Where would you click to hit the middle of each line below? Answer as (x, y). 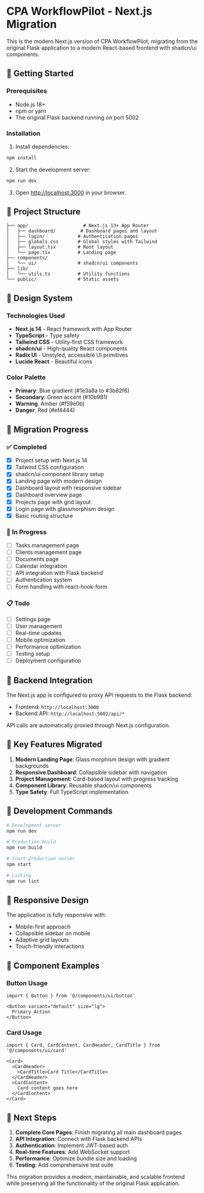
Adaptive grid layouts (42, 940)
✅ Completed (27, 447)
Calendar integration (41, 566)
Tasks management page (47, 545)
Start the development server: (53, 169)
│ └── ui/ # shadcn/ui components (72, 263)
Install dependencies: (42, 146)
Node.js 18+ (30, 104)
